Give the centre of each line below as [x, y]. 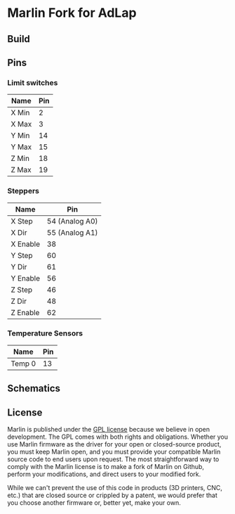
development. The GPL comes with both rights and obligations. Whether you [118, 437]
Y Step [22, 255]
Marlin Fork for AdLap [72, 13]
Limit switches [33, 82]
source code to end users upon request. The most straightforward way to [113, 459]
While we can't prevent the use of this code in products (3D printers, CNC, [115, 488]
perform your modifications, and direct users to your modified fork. [104, 474]
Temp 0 [23, 364]
